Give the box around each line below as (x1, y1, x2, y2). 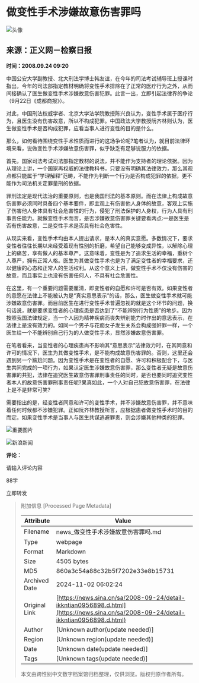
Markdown (56, 547, 86, 556)
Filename (23, 527, 50, 536)
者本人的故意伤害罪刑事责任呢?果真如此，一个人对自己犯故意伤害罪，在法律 (6, 379, 191, 386)
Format (23, 547, 44, 556)
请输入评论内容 (6, 464, 43, 471)
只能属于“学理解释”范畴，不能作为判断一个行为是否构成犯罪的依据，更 (16, 172, 188, 179)
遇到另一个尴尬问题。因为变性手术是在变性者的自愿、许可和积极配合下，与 (6, 356, 188, 363)
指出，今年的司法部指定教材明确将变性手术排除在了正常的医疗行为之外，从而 (6, 82, 193, 89)
